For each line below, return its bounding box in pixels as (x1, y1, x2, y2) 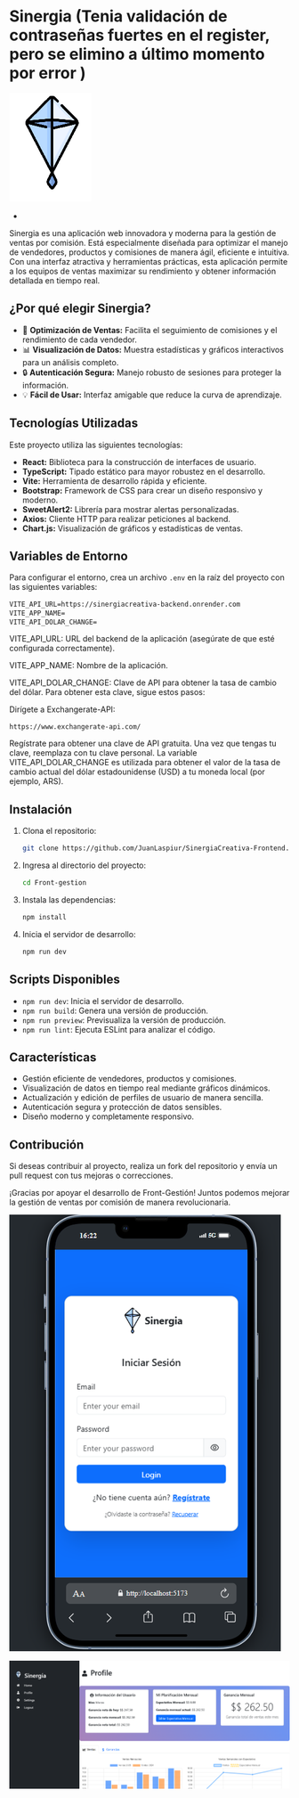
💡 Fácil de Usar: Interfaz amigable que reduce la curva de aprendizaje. (21, 389, 282, 400)
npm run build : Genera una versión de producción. (21, 1005, 209, 1016)
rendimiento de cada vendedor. (21, 334, 138, 345)
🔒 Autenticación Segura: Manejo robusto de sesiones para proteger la (21, 367, 282, 378)
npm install (21, 912, 67, 921)
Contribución (9, 1137, 85, 1152)
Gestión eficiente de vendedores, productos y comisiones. (21, 1074, 238, 1084)
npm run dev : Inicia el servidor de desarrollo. (21, 995, 184, 1006)
